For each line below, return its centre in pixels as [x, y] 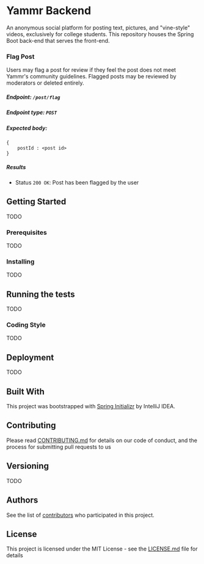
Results [16, 167]
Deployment [30, 357]
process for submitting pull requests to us [59, 447]
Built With [25, 391]
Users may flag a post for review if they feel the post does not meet [91, 70]
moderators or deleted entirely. [45, 83]
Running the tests [41, 294]
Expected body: [27, 128]
